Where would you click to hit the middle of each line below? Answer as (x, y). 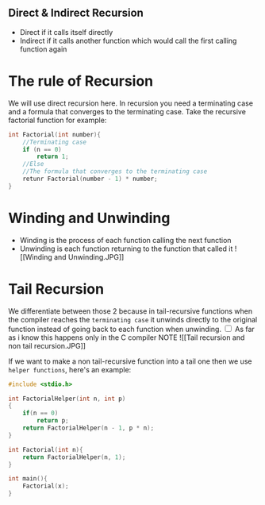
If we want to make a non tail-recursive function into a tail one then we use (130, 361)
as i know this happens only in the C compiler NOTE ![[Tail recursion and (127, 337)
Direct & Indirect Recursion (76, 13)
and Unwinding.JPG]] (89, 256)
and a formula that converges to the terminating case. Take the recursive (127, 111)
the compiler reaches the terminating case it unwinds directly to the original (133, 319)
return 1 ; (53, 157)
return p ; (53, 421)
